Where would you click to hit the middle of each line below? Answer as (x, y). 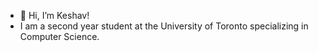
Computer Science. (59, 36)
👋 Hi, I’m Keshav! (54, 15)
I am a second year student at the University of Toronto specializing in (164, 26)
